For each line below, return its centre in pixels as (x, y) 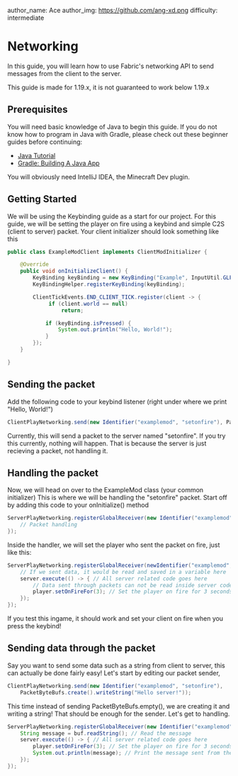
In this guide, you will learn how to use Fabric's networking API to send (110, 66)
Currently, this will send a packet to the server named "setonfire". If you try (117, 436)
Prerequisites (38, 110)
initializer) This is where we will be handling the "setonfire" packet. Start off (118, 498)
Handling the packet (53, 473)
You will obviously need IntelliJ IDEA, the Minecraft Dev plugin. (98, 177)
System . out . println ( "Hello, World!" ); (115, 330)
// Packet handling (49, 525)
